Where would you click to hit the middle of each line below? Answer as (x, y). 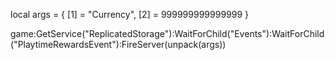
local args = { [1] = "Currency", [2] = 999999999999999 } (130, 14)
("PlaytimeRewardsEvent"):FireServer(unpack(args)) (118, 44)
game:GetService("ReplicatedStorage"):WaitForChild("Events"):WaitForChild (167, 33)
